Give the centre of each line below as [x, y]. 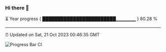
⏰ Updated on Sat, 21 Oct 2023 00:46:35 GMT [52, 35]
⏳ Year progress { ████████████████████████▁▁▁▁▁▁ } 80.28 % [81, 19]
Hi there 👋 [17, 8]
